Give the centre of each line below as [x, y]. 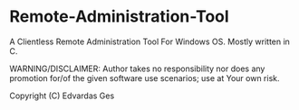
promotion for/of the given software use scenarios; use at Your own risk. [145, 78]
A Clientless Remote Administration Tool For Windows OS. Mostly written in [149, 41]
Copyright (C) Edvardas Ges [62, 96]
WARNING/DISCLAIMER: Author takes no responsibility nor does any [137, 69]
